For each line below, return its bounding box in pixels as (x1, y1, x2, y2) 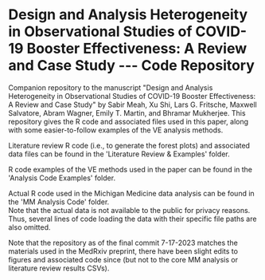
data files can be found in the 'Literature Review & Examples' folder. (8, 149, 230, 159)
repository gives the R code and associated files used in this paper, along (8, 116, 249, 126)
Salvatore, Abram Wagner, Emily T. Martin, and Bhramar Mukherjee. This (8, 108, 246, 117)
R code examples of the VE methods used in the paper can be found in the (8, 164, 253, 174)
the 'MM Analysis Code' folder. (8, 197, 110, 207)
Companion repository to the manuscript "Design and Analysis (8, 82, 213, 93)
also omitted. (8, 222, 51, 232)
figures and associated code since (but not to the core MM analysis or (8, 254, 239, 264)
